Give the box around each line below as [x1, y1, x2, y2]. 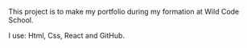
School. [8, 15, 34, 25]
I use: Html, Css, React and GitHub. [8, 31, 126, 40]
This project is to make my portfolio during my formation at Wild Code [8, 7, 240, 16]
